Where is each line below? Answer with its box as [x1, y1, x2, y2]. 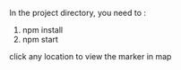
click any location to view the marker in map [9, 51, 172, 61]
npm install [22, 25, 64, 35]
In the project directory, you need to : [9, 8, 146, 18]
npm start [22, 35, 58, 44]
